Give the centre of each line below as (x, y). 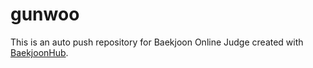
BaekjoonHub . (39, 52)
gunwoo (45, 14)
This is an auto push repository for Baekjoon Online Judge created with (157, 42)
